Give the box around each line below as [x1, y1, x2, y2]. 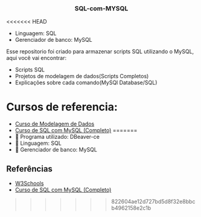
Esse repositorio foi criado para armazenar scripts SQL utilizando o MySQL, [6, 48, 194, 55]
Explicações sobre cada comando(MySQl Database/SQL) [14, 79, 158, 86]
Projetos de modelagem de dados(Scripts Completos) [14, 73, 149, 80]
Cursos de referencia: [6, 100, 118, 114]
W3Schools [14, 180, 44, 187]
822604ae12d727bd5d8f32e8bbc [111, 198, 196, 205]
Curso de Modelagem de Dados [14, 120, 95, 128]
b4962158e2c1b [111, 204, 152, 212]
